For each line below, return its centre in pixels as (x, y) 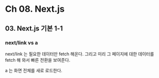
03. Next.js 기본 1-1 (34, 28)
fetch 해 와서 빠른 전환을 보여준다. (38, 60)
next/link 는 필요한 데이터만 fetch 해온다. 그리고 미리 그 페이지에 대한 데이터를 (80, 54)
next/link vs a (22, 43)
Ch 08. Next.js (35, 9)
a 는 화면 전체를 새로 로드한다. (34, 70)
